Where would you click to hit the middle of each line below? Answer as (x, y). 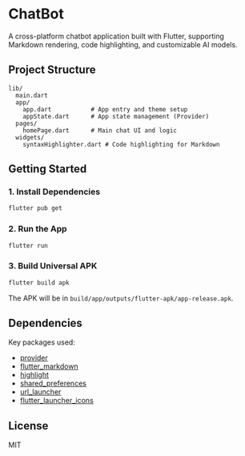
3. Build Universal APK (53, 266)
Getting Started (48, 169)
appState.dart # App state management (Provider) (116, 116)
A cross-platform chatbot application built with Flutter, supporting (116, 36)
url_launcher (40, 392)
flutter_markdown (49, 366)
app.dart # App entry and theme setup (105, 109)
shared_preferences (53, 383)
